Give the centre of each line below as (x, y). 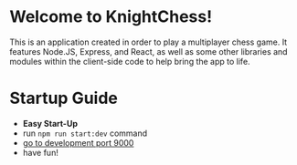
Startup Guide (64, 98)
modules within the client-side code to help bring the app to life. (130, 61)
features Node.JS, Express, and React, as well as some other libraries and (148, 51)
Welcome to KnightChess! (111, 17)
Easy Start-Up (50, 123)
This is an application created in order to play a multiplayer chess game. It (148, 42)
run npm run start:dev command (85, 133)
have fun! (41, 152)
